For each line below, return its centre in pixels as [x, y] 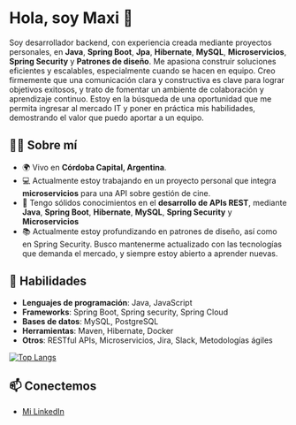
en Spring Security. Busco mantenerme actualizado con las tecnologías [152, 244]
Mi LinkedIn [43, 412]
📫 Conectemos [53, 386]
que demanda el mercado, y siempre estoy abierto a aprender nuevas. [150, 253]
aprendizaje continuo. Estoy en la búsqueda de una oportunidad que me [140, 99]
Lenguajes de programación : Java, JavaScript [107, 302]
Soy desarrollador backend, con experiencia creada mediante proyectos [140, 42]
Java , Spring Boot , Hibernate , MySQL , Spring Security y [127, 212]
